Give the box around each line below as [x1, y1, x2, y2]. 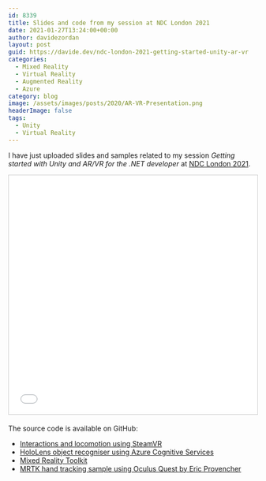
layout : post [8, 41, 51, 49]
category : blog [8, 92, 58, 100]
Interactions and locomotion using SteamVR [19, 438, 163, 448]
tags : [8, 114, 26, 122]
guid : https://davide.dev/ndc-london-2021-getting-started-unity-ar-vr [8, 48, 249, 56]
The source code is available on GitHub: [8, 423, 138, 433]
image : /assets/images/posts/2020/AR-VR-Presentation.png [8, 99, 203, 107]
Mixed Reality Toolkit [19, 455, 88, 465]
